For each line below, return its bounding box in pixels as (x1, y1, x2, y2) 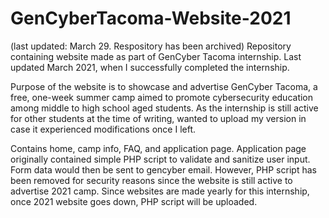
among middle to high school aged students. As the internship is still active (10, 102, 319, 114)
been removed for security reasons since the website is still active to (10, 174, 293, 186)
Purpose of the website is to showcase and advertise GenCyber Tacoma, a (10, 80, 318, 92)
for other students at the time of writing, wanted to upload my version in (10, 112, 307, 124)
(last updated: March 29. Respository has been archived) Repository (10, 40, 292, 52)
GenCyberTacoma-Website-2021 (10, 7, 292, 30)
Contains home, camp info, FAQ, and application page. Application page (10, 142, 307, 154)
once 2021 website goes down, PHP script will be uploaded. (10, 195, 258, 207)
